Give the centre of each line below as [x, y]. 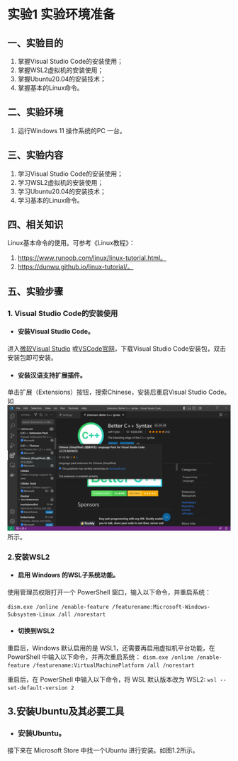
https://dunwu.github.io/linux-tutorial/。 [75, 267]
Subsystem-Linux [31, 614]
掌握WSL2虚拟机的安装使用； [61, 70]
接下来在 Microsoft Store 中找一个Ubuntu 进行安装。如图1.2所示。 [103, 750]
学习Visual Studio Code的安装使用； [70, 174]
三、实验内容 [35, 156]
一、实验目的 [35, 43]
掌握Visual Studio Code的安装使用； [70, 61]
